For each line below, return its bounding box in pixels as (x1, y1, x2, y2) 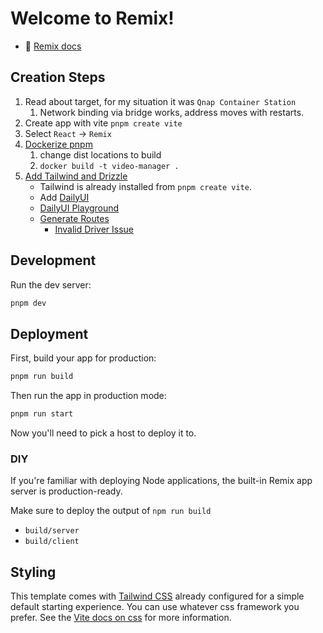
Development (10, 252, 97, 269)
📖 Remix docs (24, 40, 82, 52)
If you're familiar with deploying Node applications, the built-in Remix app (10, 475, 313, 487)
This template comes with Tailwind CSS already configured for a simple (10, 590, 305, 602)
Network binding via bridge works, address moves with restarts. (39, 106, 305, 118)
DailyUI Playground (39, 202, 120, 214)
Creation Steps (10, 69, 106, 86)
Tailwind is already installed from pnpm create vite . (39, 180, 252, 192)
